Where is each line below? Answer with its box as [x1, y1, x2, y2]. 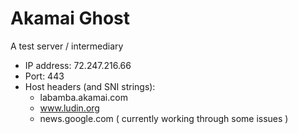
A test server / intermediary [10, 40, 124, 52]
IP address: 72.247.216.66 [24, 59, 132, 71]
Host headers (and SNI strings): [24, 80, 156, 92]
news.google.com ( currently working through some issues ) [39, 112, 289, 124]
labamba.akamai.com [39, 91, 128, 103]
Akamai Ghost [10, 7, 130, 30]
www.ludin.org [39, 102, 100, 114]
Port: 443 [24, 70, 65, 82]
